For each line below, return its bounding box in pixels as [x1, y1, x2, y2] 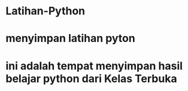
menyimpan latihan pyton [5, 32, 135, 45]
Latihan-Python [5, 4, 85, 18]
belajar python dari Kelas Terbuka [5, 72, 177, 85]
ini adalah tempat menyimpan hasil [5, 59, 183, 72]
